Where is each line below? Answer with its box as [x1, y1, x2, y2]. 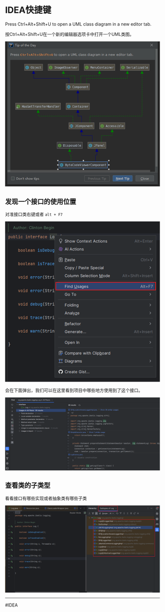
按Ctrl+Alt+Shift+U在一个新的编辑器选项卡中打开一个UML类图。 [5, 31, 134, 37]
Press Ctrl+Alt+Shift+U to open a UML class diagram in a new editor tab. [5, 21, 152, 27]
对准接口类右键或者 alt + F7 [5, 211, 63, 217]
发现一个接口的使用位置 [5, 197, 76, 206]
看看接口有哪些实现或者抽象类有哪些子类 [5, 495, 87, 501]
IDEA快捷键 [5, 4, 52, 16]
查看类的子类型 [5, 481, 51, 490]
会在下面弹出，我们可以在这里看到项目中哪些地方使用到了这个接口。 [5, 387, 143, 393]
